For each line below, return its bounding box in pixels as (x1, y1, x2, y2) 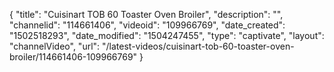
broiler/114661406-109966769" (9, 51, 138, 63)
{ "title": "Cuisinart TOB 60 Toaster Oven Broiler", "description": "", (9, 9, 284, 20)
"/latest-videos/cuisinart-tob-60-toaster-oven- (102, 40, 295, 52)
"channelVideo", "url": (9, 40, 101, 52)
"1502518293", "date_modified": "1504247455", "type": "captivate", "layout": (9, 30, 325, 41)
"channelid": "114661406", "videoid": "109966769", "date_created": (9, 19, 286, 31)
